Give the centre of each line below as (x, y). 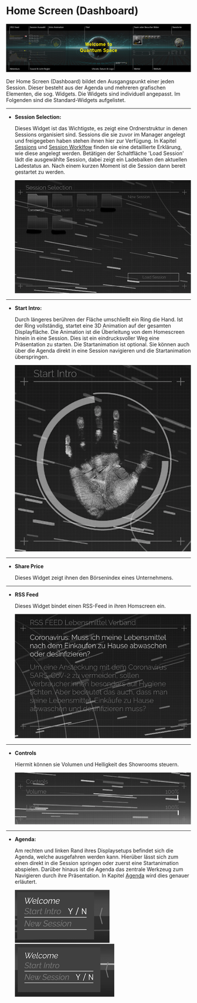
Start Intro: (28, 308)
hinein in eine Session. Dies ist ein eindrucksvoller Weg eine (87, 338)
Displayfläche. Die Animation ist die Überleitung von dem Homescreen (99, 332)
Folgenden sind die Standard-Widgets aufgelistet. (66, 100)
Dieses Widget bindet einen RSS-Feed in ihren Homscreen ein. (90, 606)
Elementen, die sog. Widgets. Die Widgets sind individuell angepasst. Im (93, 94)
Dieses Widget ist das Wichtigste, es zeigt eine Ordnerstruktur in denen (101, 128)
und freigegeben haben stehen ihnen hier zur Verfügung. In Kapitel (96, 141)
